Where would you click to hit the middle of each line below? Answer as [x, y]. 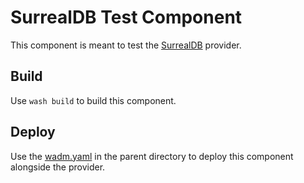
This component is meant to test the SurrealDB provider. [126, 45]
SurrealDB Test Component [126, 17]
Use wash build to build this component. [93, 100]
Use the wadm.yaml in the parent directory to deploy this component [152, 156]
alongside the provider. [58, 167]
